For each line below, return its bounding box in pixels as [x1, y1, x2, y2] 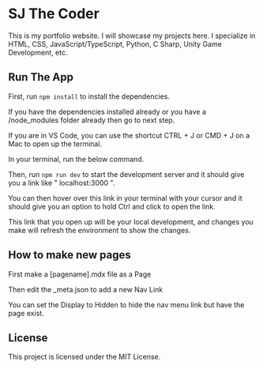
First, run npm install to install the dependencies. [8, 92, 171, 101]
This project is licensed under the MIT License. [8, 352, 161, 362]
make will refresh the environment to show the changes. [8, 225, 191, 235]
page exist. [8, 308, 45, 318]
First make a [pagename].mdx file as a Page [8, 269, 152, 279]
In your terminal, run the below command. [8, 154, 145, 164]
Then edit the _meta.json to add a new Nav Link [8, 284, 163, 294]
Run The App [8, 70, 73, 84]
